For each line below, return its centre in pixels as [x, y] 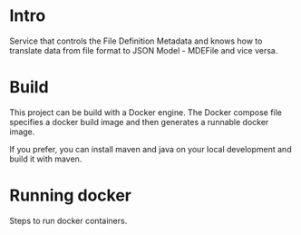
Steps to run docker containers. [68, 220]
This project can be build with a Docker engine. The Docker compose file [146, 112]
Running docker [71, 196]
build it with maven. [46, 159]
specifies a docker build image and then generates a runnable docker [139, 122]
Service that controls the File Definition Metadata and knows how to [136, 41]
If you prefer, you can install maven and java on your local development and [150, 149]
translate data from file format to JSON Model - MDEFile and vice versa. [144, 50]
